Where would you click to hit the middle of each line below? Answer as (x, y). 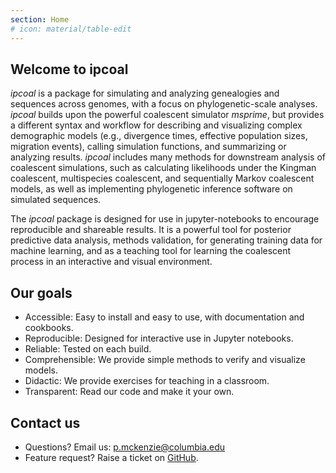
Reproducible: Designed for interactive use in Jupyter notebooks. (159, 338)
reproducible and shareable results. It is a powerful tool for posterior (151, 230)
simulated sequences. (56, 200)
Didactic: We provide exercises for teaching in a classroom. (147, 381)
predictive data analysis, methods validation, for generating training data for (166, 240)
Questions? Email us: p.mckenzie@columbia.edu (125, 447)
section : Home (40, 19)
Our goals (41, 292)
